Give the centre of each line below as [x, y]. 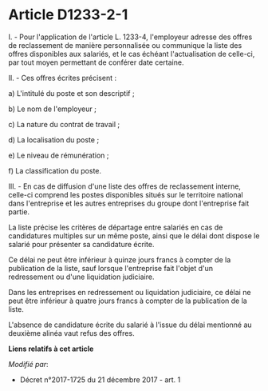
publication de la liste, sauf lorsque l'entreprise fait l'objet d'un [111, 268]
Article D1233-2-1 [68, 15]
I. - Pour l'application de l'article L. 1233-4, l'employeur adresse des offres [130, 37]
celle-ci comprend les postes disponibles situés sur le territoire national [126, 194]
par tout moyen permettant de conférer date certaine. [96, 62]
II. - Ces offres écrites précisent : [63, 78]
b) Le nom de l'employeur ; [53, 109]
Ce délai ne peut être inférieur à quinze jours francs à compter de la [120, 259]
